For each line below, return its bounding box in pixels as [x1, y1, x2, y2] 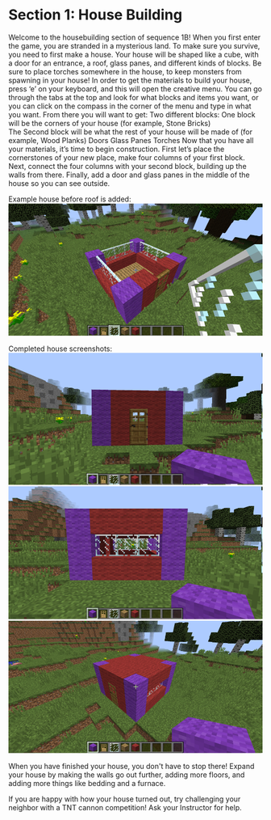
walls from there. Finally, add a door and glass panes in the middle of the [8, 170, 250, 180]
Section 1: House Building [8, 6, 183, 24]
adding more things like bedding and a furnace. [8, 778, 166, 788]
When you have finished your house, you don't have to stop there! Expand [8, 761, 255, 771]
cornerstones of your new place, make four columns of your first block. [8, 152, 246, 163]
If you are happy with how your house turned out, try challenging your [8, 794, 241, 804]
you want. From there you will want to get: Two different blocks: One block [8, 109, 256, 119]
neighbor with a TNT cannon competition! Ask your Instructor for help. [8, 802, 242, 812]
